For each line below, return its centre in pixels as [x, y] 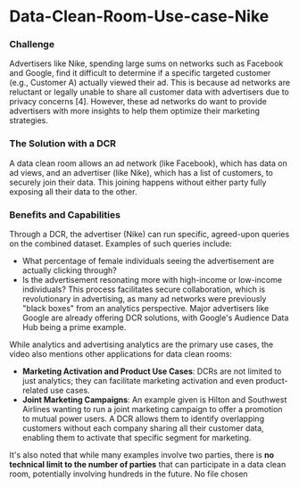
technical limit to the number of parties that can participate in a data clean [148, 465]
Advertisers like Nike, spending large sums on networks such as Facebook [146, 63]
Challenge [32, 45]
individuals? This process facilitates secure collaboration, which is [144, 289]
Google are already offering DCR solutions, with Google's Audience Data [155, 318]
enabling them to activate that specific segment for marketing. [137, 438]
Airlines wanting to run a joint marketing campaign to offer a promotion [152, 409]
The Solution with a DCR [63, 144]
